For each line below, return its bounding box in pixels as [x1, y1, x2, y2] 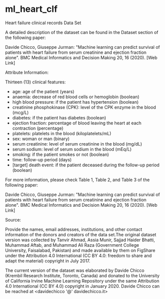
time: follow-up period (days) [12, 156, 72, 162]
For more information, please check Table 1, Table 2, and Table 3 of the [5, 177, 150, 183]
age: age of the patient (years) [12, 88, 75, 94]
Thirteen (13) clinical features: [5, 79, 66, 85]
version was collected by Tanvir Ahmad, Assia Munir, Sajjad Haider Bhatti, [5, 237, 155, 243]
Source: [5, 217, 21, 223]
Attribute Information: [5, 69, 49, 75]
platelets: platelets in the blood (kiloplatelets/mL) [12, 130, 112, 136]
